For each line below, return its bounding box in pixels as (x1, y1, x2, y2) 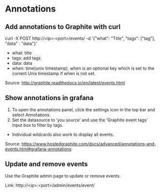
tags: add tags (12, 55, 41, 61)
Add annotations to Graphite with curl (5, 23, 121, 31)
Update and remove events (5, 160, 88, 168)
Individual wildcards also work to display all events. (12, 132, 115, 137)
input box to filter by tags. (12, 122, 64, 128)
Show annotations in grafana (5, 94, 94, 102)
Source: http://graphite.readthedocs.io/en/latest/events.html (5, 80, 125, 86)
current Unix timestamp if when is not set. (12, 71, 96, 76)
